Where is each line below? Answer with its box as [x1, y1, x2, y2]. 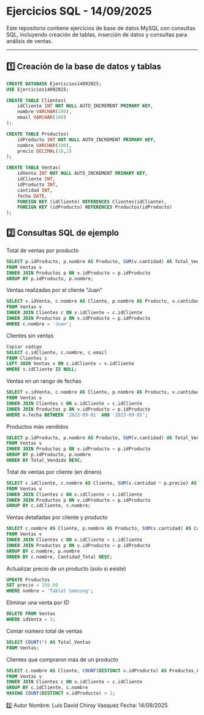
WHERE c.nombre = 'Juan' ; [6, 321, 72, 327]
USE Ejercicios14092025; [6, 86, 69, 93]
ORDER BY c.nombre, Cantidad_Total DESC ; [6, 554, 113, 560]
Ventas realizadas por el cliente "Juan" [6, 286, 103, 294]
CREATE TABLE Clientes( [6, 97, 67, 104]
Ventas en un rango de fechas [6, 378, 82, 385]
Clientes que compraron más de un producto [6, 656, 118, 663]
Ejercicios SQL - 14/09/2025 [6, 4, 152, 18]
